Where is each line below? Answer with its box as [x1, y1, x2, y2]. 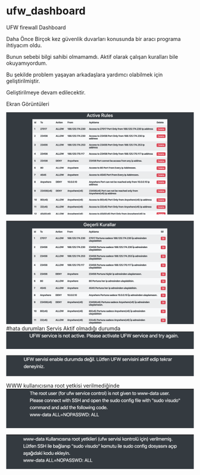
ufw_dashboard [6, 4, 86, 18]
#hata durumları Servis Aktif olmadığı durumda [6, 325, 121, 332]
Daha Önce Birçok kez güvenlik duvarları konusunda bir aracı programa [6, 35, 181, 42]
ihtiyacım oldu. [6, 42, 42, 49]
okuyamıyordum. [6, 59, 48, 67]
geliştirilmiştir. [6, 77, 40, 84]
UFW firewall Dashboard [6, 24, 67, 31]
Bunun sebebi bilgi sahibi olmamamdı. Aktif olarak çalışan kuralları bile [6, 53, 179, 60]
